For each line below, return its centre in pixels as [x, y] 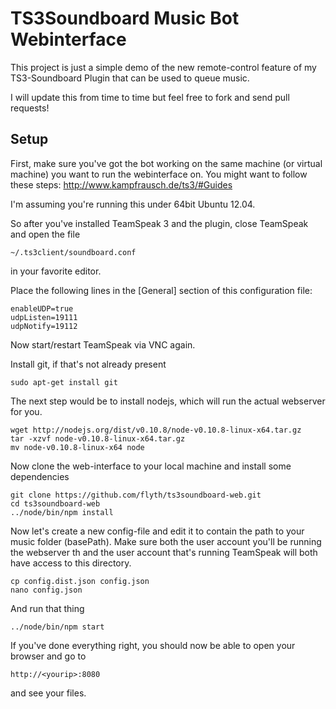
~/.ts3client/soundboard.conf [73, 252]
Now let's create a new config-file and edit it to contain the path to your [157, 531]
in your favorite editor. [56, 271]
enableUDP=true [42, 308]
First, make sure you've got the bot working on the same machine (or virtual [166, 163]
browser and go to [48, 656]
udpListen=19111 [44, 317]
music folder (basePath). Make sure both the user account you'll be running [166, 541]
